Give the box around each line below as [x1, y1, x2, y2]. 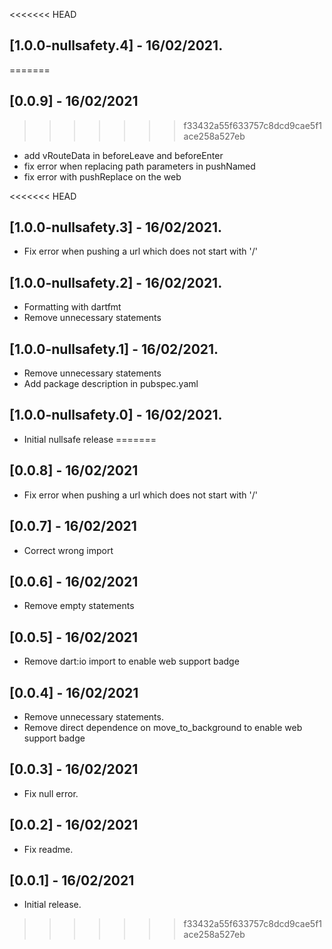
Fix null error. [23, 787, 79, 799]
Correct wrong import [23, 544, 114, 556]
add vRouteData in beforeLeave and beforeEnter [23, 149, 224, 161]
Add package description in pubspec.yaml [23, 378, 199, 390]
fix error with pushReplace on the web [23, 170, 182, 183]
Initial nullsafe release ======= [23, 433, 157, 445]
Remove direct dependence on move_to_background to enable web [23, 721, 303, 733]
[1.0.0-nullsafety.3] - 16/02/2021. [9, 219, 223, 236]
